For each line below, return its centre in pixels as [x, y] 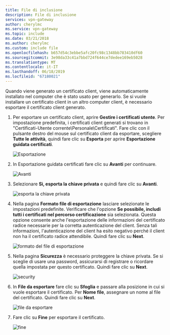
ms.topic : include [25, 34]
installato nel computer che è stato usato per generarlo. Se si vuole [76, 96]
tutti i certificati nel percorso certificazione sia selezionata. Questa [84, 214]
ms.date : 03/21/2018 [27, 39]
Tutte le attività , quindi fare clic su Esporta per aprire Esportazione [84, 139]
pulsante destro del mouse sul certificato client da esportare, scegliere [87, 133]
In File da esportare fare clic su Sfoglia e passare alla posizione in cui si [89, 286]
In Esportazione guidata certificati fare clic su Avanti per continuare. [84, 164]
